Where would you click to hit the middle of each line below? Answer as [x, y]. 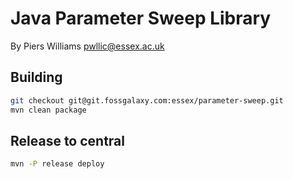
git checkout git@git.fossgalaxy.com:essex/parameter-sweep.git [147, 100]
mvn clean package [48, 110]
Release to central [68, 140]
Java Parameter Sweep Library [141, 18]
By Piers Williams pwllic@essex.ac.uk [87, 46]
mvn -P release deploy [57, 164]
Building [36, 77]
